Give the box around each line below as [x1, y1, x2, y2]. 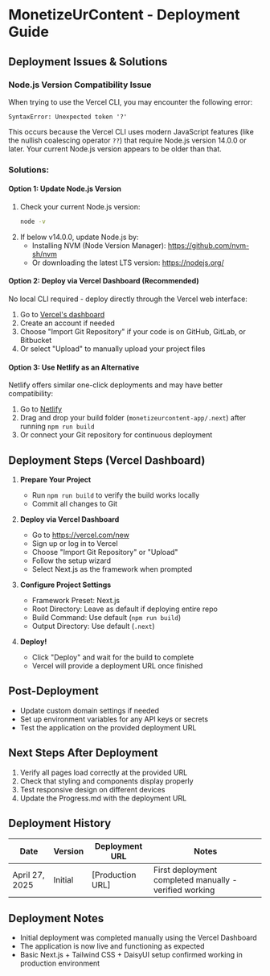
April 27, [12, 869, 46, 880]
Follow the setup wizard [31, 556, 111, 565]
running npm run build [19, 421, 95, 432]
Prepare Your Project [19, 475, 92, 485]
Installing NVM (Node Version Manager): [31, 240, 166, 250]
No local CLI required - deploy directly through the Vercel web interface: [8, 294, 247, 304]
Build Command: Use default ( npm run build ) [31, 613, 182, 622]
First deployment [153, 864, 218, 875]
